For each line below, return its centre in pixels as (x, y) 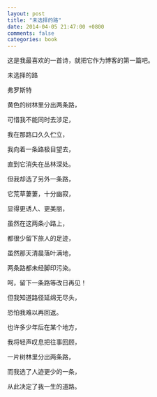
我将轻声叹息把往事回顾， (44, 342)
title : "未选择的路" (34, 20)
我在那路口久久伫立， (38, 135)
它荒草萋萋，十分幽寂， (41, 194)
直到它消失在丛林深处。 (41, 164)
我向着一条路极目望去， (41, 149)
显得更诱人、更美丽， (38, 209)
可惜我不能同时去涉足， (41, 120)
